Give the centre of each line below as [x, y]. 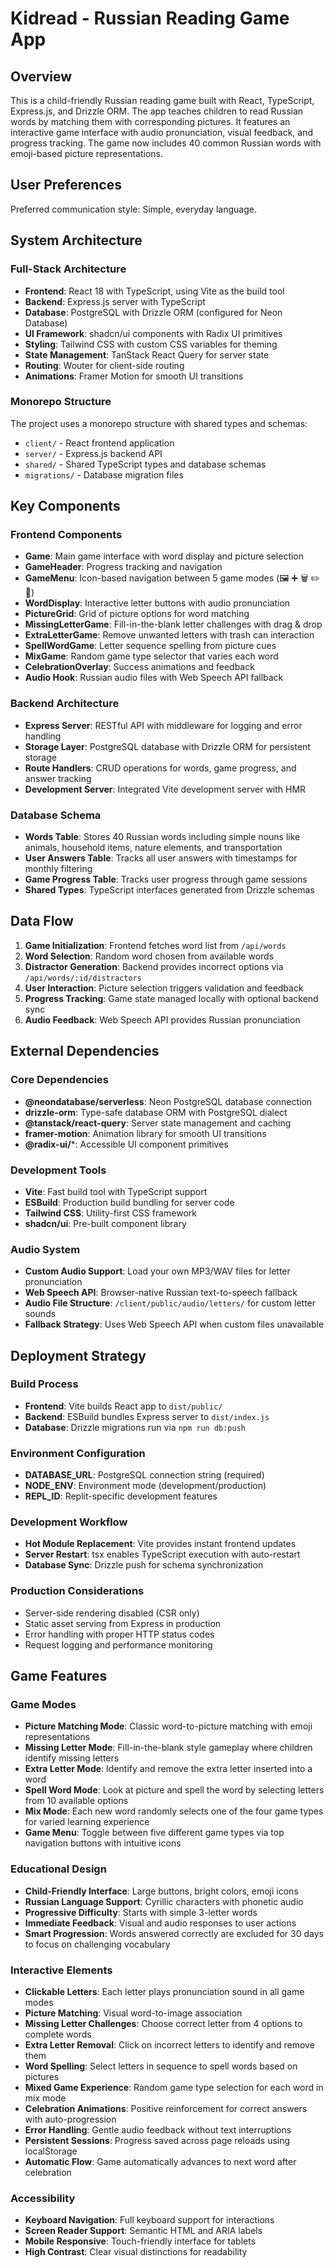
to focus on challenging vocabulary [97, 1944]
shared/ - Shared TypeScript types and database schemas [145, 464]
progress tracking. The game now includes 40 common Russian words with [166, 143]
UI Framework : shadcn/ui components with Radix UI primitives [153, 333]
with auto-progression [70, 2119]
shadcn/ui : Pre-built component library [105, 1223]
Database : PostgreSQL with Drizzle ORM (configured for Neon [153, 312]
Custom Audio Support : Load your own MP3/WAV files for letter [157, 1271]
